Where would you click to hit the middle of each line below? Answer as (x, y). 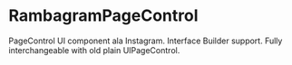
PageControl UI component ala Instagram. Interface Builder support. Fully (146, 41)
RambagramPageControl (103, 16)
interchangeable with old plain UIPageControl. (94, 50)
